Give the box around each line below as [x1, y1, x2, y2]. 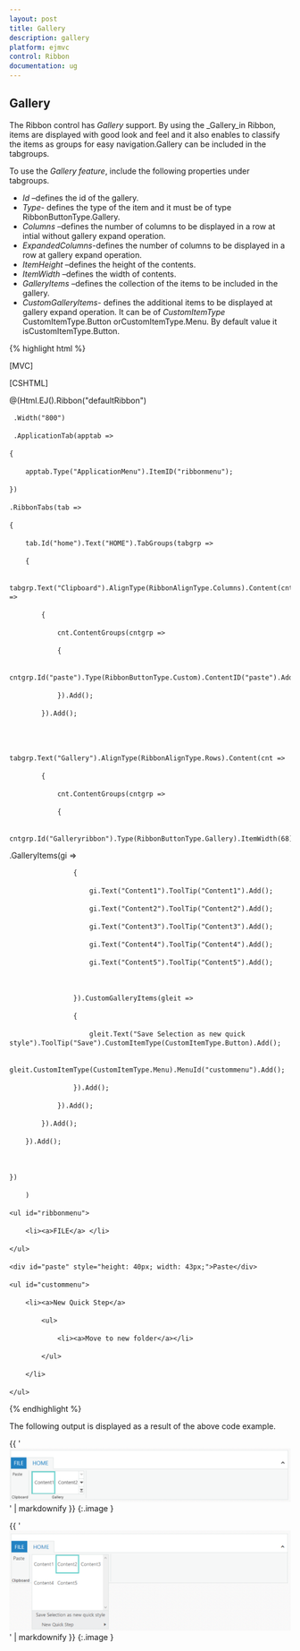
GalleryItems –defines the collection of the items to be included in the [21, 278, 279, 288]
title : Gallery [9, 23, 66, 33]
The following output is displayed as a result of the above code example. [9, 1420, 277, 1432]
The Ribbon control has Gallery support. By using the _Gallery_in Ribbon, [9, 119, 277, 130]
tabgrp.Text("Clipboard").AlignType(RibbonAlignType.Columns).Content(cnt [9, 583, 294, 593]
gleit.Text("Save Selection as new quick [88, 1030, 246, 1039]
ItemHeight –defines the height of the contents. [21, 259, 196, 269]
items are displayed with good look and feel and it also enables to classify [9, 129, 280, 140]
